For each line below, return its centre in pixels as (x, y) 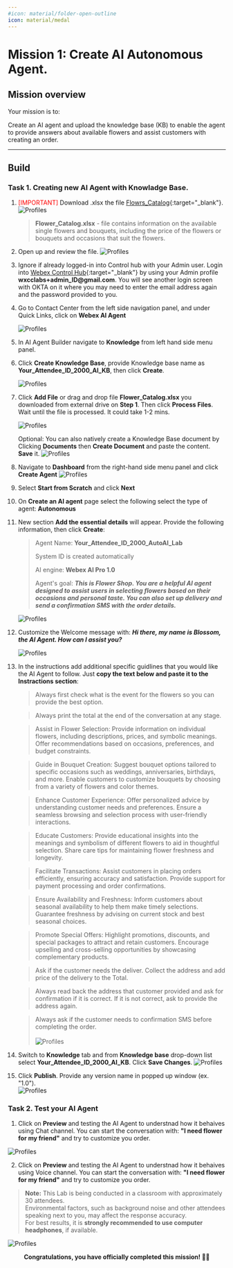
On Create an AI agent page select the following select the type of (113, 502)
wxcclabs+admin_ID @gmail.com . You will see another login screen (115, 280)
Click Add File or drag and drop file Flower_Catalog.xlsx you (105, 397)
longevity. (49, 858)
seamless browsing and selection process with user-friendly (121, 815)
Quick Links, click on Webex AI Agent (72, 316)
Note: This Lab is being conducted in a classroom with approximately (123, 1193)
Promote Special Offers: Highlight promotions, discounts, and (122, 935)
